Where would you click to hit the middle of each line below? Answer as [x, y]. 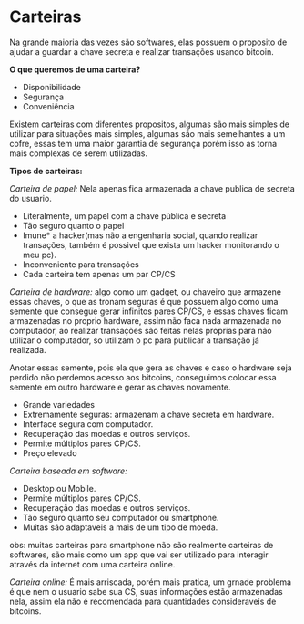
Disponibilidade [52, 87]
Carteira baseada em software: [68, 471]
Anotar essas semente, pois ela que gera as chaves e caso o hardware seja [151, 368]
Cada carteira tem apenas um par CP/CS [99, 274]
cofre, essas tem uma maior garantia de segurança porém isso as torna [143, 143]
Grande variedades [59, 404]
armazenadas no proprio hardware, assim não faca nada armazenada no [146, 320]
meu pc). [39, 255]
